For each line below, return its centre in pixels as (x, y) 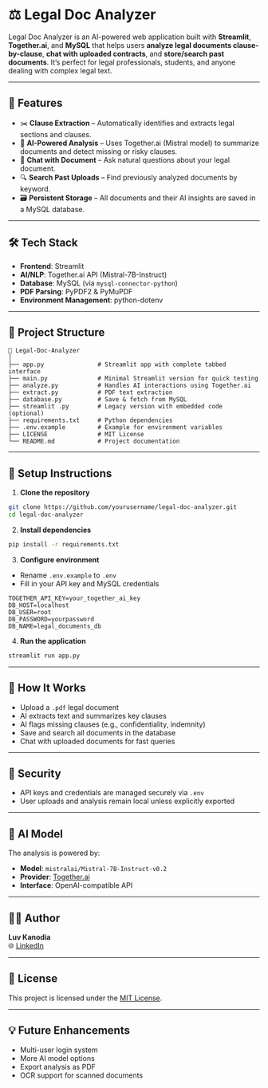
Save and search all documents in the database (98, 732)
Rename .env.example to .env (68, 575)
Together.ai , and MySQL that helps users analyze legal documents (120, 45)
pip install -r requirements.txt (64, 544)
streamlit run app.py (44, 656)
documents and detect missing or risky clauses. (99, 151)
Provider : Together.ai (55, 877)
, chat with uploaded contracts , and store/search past (134, 53)
